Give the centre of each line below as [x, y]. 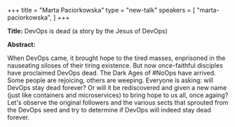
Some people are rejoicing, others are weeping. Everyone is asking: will [110, 80]
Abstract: [21, 44]
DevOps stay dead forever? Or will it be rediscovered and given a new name [117, 88]
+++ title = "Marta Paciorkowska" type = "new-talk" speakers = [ [101, 10]
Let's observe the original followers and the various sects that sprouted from [118, 103]
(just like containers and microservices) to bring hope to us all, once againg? [118, 95]
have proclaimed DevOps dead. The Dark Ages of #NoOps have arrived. [112, 73]
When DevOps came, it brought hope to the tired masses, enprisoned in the [116, 58]
